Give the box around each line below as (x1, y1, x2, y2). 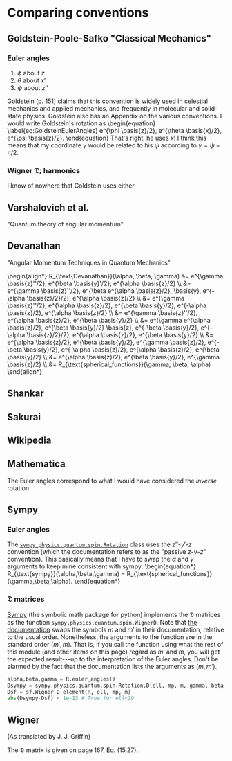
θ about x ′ (17, 76, 46, 84)
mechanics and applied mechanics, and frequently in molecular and (7, 104, 200, 112)
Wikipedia (7, 434, 52, 446)
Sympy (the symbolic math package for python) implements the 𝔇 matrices (7, 610, 221, 618)
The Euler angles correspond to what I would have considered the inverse (7, 476, 217, 485)
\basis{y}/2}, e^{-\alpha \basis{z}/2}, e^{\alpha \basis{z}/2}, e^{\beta (23, 345, 220, 354)
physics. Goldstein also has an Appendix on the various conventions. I (23, 111, 222, 120)
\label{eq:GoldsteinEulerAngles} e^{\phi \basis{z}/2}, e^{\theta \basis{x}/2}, (7, 126, 222, 134)
